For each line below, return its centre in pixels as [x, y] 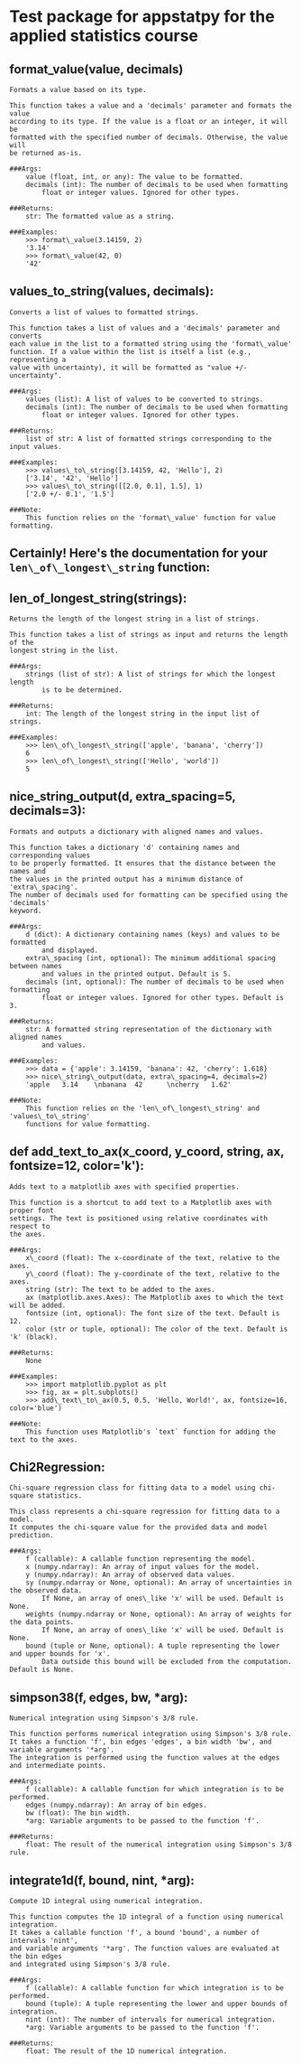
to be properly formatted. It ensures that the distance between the [143, 863]
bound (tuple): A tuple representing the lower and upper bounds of [157, 2004]
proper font [32, 1210]
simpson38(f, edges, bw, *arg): [99, 1697]
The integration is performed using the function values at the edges [145, 1758]
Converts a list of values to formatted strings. [105, 312]
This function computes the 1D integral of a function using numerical [146, 1917]
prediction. [32, 1536]
